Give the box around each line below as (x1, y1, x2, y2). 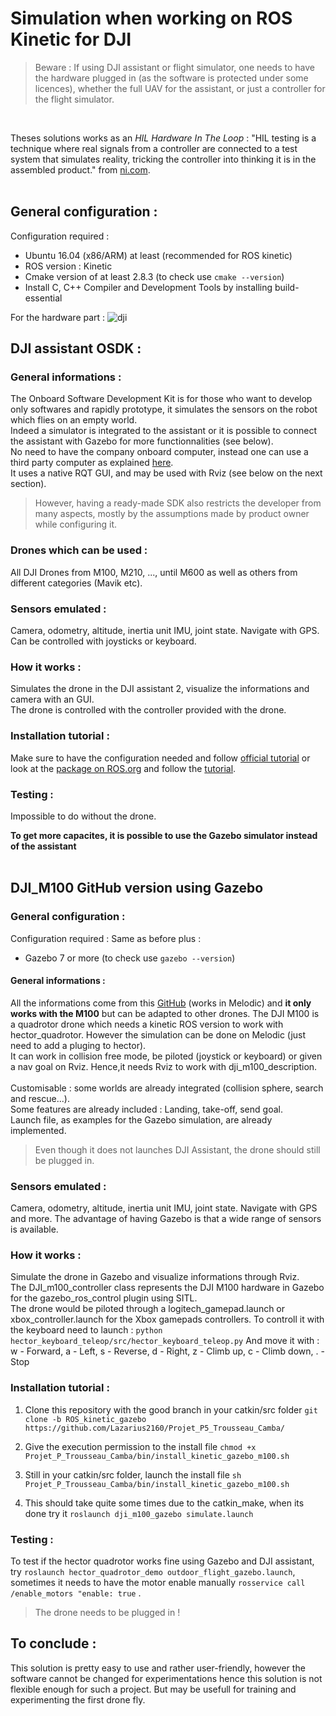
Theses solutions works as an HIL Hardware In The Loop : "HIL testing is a (10, 132, 317, 144)
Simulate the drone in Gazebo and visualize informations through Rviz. (10, 1271, 300, 1283)
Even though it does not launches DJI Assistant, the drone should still (34, 1143, 321, 1156)
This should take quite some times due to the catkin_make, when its (24, 1497, 305, 1509)
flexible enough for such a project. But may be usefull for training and (10, 1683, 297, 1695)
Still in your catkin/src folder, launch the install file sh (24, 1468, 242, 1481)
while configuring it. (34, 518, 118, 531)
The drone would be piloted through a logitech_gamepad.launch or (10, 1303, 286, 1315)
